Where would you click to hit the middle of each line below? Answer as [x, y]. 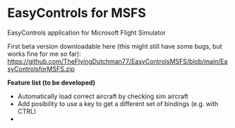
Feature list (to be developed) [52, 82]
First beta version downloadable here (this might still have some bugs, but [115, 46]
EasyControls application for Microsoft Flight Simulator [87, 33]
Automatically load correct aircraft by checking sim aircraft [103, 96]
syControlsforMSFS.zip [41, 69]
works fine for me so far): [44, 54]
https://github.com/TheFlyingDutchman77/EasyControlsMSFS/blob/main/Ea [117, 61]
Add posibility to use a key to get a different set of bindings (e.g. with [118, 103]
